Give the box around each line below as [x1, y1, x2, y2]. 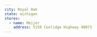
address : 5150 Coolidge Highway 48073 [13, 25, 92, 30]
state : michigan [4, 12, 38, 16]
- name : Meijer [9, 20, 40, 25]
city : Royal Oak [4, 7, 38, 12]
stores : [4, 16, 20, 21]
